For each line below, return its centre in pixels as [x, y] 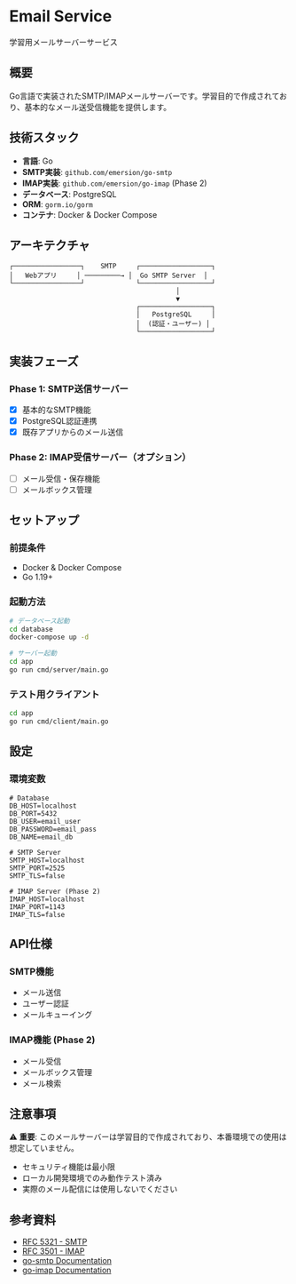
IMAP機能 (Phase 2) [52, 1040]
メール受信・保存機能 [61, 478]
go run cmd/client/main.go [59, 722]
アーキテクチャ [50, 245]
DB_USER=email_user [45, 821]
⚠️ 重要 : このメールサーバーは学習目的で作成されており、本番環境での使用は [148, 1137]
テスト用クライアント [55, 694]
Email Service [61, 16]
